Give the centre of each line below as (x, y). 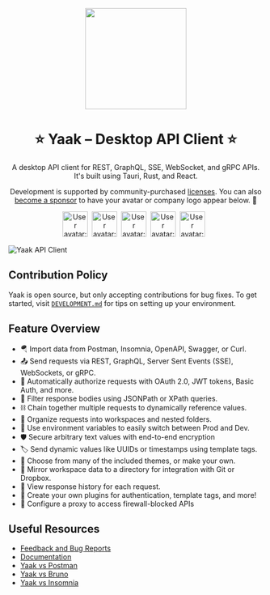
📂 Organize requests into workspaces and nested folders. (116, 419)
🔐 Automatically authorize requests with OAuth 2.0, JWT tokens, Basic (137, 381)
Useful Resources (54, 529)
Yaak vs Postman (49, 566)
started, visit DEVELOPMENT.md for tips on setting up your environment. (122, 303)
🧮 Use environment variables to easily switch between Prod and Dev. (135, 427)
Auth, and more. (47, 389)
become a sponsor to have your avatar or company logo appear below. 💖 (136, 200)
